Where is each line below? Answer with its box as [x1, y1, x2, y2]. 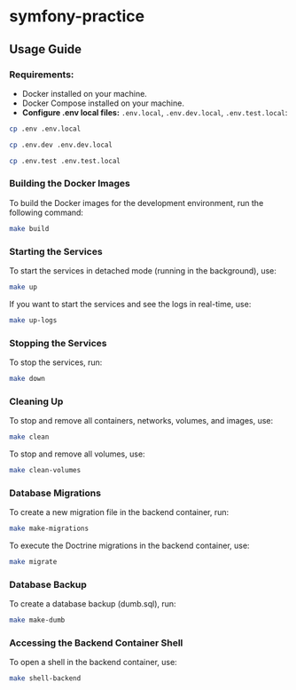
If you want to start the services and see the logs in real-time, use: [9, 298, 252, 309]
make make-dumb [9, 615, 66, 625]
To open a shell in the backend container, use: [9, 657, 177, 668]
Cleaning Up [9, 395, 64, 408]
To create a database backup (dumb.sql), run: [9, 599, 176, 609]
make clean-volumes [9, 466, 82, 475]
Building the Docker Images [9, 178, 130, 190]
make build [9, 224, 50, 233]
